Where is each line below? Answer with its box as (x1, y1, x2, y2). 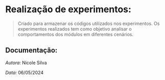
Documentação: (5, 46, 58, 55)
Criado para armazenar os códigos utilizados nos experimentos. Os (17, 20, 160, 26)
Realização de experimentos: (5, 4, 132, 15)
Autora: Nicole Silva (5, 60, 47, 66)
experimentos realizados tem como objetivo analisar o (17, 25, 132, 32)
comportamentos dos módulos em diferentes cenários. (17, 31, 134, 37)
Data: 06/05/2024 (5, 69, 44, 75)
